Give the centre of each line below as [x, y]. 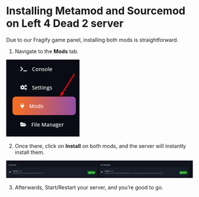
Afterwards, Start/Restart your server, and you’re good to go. [89, 187]
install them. [30, 152]
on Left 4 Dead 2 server [65, 23]
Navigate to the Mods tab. [46, 51]
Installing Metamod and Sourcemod [96, 11]
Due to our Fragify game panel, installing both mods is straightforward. [92, 40]
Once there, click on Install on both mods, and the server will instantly [100, 146]
